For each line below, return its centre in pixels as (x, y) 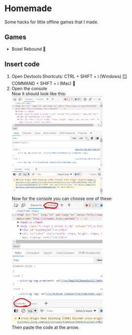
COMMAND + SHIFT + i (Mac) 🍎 (44, 83)
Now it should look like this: (39, 93)
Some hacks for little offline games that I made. (51, 22)
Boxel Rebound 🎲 (29, 49)
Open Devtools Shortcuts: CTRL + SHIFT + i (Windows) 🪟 (69, 76)
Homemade (28, 9)
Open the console (29, 88)
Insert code (22, 64)
